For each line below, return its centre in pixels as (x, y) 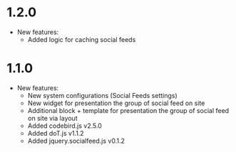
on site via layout (52, 118)
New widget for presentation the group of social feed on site (116, 103)
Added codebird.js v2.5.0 (65, 126)
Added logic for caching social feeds (82, 39)
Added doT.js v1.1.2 (56, 133)
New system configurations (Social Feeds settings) (102, 95)
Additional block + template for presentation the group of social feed (128, 110)
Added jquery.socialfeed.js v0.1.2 (76, 141)
